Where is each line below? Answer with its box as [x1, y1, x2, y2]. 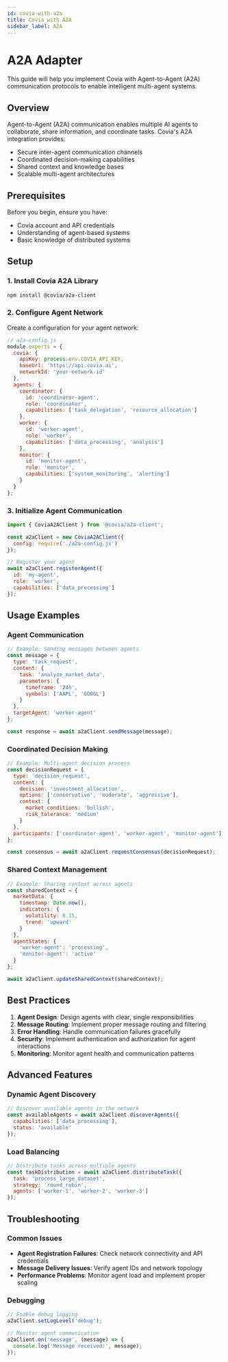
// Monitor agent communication [7, 1330, 99, 1337]
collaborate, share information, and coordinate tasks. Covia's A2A [7, 127, 193, 136]
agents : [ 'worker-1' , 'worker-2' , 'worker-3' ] [13, 1188, 149, 1195]
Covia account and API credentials [16, 221, 115, 230]
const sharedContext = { [7, 887, 78, 894]
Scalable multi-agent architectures [16, 170, 115, 178]
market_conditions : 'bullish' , [25, 804, 115, 812]
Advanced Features [7, 1069, 93, 1080]
